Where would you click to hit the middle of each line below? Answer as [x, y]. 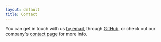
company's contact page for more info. [46, 34]
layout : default [22, 10]
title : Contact [21, 14]
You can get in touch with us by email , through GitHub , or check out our [81, 28]
